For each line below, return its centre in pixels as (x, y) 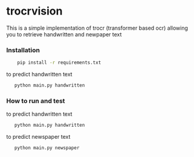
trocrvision (34, 11)
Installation (23, 50)
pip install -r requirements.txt (59, 63)
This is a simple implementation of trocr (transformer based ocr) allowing (97, 28)
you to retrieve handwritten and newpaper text (64, 34)
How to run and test (36, 101)
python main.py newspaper (47, 148)
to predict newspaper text (38, 137)
